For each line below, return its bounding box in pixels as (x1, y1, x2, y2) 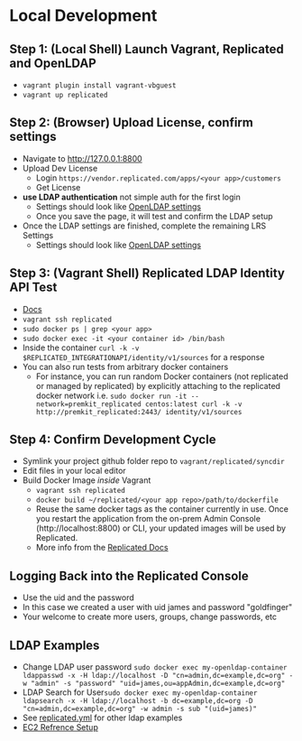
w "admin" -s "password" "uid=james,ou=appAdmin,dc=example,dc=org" (22, 679, 286, 689)
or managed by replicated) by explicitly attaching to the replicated (35, 380, 281, 391)
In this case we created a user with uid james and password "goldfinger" (22, 602, 293, 613)
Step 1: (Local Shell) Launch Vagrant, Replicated (9, 42, 284, 57)
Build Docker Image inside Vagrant (22, 475, 151, 486)
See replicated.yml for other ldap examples (22, 712, 183, 723)
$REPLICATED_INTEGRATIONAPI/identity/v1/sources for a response (22, 351, 265, 362)
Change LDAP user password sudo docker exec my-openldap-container (22, 662, 288, 672)
